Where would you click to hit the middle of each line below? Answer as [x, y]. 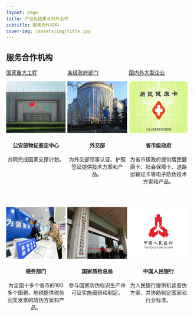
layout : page [22, 12]
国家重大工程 [22, 73]
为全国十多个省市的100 [36, 285]
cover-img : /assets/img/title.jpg [49, 31]
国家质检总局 [97, 271]
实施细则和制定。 [102, 293]
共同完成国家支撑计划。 [36, 159]
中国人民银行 [159, 271]
